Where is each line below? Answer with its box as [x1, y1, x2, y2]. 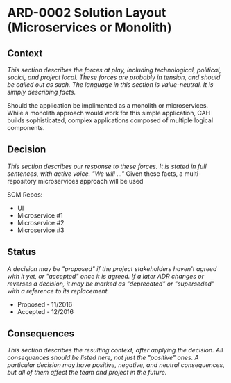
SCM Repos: [7, 190, 43, 199]
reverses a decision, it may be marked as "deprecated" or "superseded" [7, 279, 215, 288]
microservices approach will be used [37, 177, 144, 185]
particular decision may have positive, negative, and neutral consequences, [7, 361, 225, 369]
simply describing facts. [7, 88, 76, 96]
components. [7, 124, 45, 131]
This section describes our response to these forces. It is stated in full [7, 162, 207, 170]
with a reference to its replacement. [7, 286, 110, 295]
